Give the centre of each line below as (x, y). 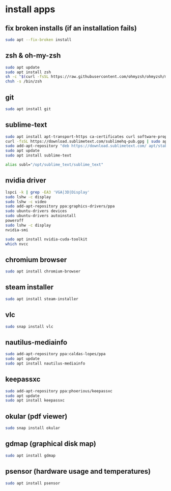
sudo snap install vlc (29, 326)
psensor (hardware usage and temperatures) (78, 471)
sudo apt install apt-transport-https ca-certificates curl (70, 136)
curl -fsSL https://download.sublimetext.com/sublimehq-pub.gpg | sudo (83, 141)
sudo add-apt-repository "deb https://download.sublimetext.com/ (76, 146)
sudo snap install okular (33, 428)
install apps (30, 9)
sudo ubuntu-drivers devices (36, 211)
